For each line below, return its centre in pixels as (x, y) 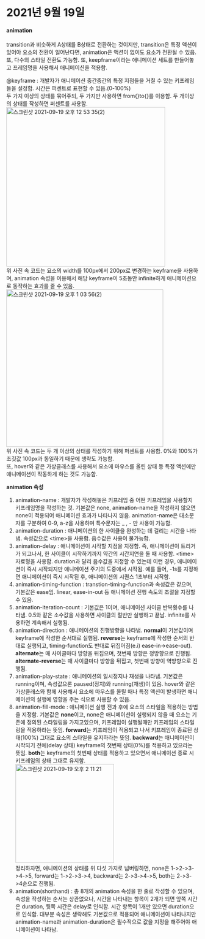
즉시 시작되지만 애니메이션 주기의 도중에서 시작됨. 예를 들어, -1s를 (104, 569)
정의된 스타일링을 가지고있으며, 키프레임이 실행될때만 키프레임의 (103, 722)
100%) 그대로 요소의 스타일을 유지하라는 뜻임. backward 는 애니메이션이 (108, 738)
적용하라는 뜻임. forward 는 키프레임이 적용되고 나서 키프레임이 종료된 (109, 730)
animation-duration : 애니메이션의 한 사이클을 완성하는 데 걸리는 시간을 (100, 531)
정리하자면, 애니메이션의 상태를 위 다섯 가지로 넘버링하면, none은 (92, 869)
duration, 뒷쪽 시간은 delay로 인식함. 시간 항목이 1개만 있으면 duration (106, 907)
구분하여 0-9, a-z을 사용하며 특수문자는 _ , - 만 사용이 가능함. (99, 523)
